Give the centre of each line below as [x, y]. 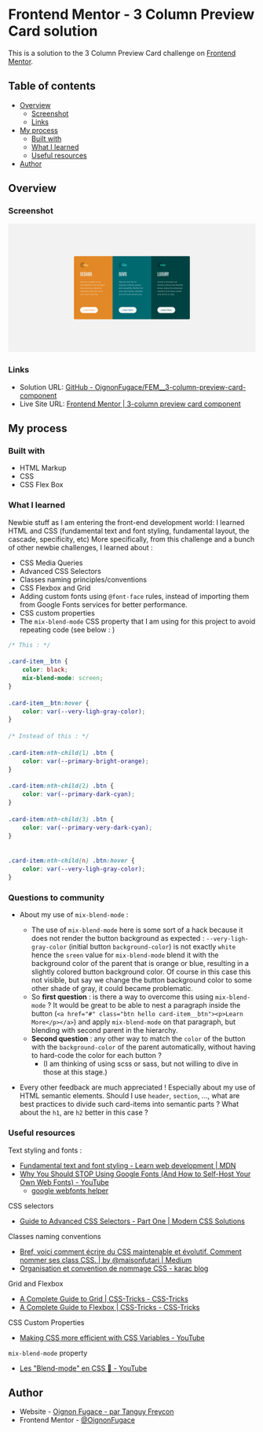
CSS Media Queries [51, 562]
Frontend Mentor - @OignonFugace [77, 1420]
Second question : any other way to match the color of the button [138, 1039]
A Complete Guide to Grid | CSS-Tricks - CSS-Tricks [104, 1299]
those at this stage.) [75, 1072]
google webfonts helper [70, 1190]
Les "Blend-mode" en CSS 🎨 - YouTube [83, 1368]
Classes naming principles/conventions [83, 579]
